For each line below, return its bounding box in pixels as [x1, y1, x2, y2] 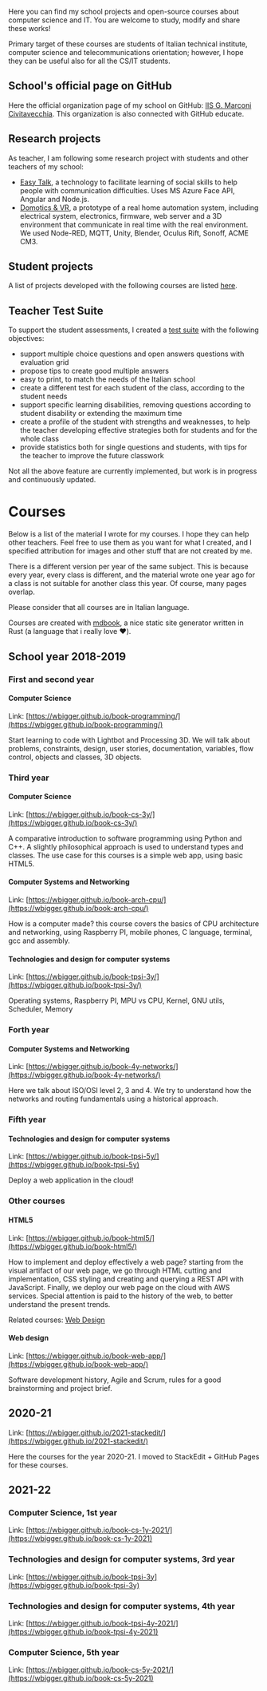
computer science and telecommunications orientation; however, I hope [8, 48, 244, 57]
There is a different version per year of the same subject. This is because [8, 562, 249, 572]
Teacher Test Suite [8, 303, 104, 318]
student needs [19, 391, 68, 402]
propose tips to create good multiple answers [19, 366, 170, 376]
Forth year [8, 1024, 49, 1036]
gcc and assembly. [8, 936, 70, 945]
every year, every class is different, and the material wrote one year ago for [8, 570, 255, 580]
